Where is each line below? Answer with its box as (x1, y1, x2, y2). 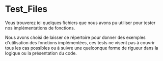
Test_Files (5, 3, 48, 15)
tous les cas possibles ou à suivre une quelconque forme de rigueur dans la (5, 45, 159, 51)
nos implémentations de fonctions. (5, 25, 75, 30)
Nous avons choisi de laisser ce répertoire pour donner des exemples (5, 34, 146, 40)
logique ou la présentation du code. (5, 50, 77, 56)
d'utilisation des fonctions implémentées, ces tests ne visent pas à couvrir (5, 39, 155, 45)
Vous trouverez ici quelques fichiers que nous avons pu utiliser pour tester (5, 20, 156, 26)
